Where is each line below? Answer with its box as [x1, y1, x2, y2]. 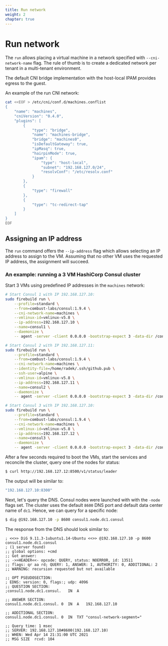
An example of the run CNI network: [5, 90, 79, 96]
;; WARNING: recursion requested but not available [5, 566, 115, 571]
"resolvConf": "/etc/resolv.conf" [40, 170, 113, 175]
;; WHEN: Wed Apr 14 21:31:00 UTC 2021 [5, 632, 88, 637]
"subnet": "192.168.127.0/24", [40, 165, 106, 170]
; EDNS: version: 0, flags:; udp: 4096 [5, 579, 88, 584]
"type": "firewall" [31, 188, 72, 193]
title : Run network [5, 7, 46, 13]
